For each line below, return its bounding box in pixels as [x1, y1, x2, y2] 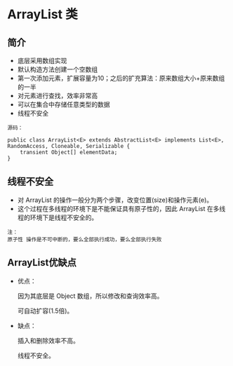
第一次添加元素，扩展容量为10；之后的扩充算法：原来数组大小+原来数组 [17, 74, 225, 82]
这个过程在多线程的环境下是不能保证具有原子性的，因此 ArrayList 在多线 [17, 204, 226, 212]
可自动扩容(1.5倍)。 [17, 306, 74, 315]
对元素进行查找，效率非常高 [17, 92, 98, 100]
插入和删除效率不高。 [17, 336, 79, 344]
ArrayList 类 [7, 6, 79, 22]
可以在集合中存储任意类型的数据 [17, 100, 110, 109]
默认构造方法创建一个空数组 [17, 65, 98, 74]
